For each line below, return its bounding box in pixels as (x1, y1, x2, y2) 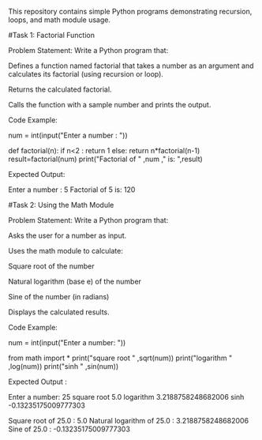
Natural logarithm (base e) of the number (8, 276, 142, 286)
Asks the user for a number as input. (8, 231, 127, 240)
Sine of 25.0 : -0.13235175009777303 (8, 424, 130, 434)
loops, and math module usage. (8, 15, 110, 24)
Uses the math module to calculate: (8, 246, 124, 255)
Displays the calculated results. (8, 307, 110, 317)
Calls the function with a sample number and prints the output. (8, 100, 211, 109)
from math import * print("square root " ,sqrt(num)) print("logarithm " (8, 353, 233, 363)
